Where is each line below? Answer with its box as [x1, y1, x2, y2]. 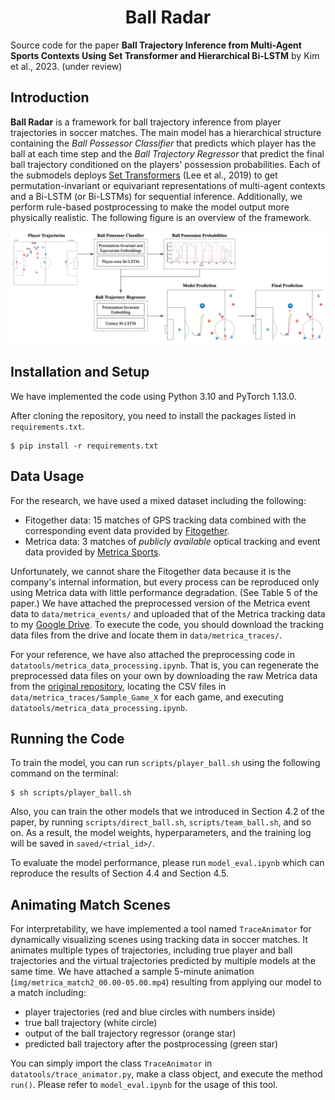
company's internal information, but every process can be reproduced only [10, 576, 320, 588]
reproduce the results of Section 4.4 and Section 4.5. [10, 867, 229, 880]
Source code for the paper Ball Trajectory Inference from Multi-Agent [10, 39, 302, 51]
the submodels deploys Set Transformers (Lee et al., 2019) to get [10, 169, 278, 181]
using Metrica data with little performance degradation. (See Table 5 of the [10, 586, 318, 598]
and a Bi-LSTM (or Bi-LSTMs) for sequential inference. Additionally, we [10, 190, 303, 202]
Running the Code [10, 730, 125, 747]
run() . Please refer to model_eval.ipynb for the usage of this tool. [10, 1079, 278, 1091]
